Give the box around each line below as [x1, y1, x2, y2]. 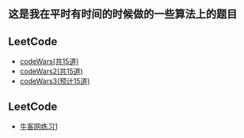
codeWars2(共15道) [19, 66, 83, 76]
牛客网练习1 [19, 121, 58, 132]
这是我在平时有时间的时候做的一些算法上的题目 [8, 7, 238, 21]
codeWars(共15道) [19, 57, 79, 66]
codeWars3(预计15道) [19, 76, 90, 86]
